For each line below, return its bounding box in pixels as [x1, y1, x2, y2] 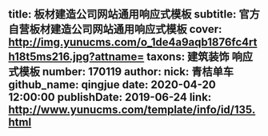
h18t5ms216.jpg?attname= [8, 50, 145, 64]
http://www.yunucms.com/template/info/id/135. [8, 103, 256, 117]
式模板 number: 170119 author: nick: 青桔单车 [8, 65, 234, 78]
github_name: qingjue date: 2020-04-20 [8, 78, 216, 92]
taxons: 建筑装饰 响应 [146, 50, 254, 64]
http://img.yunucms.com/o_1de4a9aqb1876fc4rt [8, 35, 258, 50]
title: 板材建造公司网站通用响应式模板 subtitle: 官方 [8, 7, 260, 22]
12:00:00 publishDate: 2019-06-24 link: [8, 90, 212, 104]
